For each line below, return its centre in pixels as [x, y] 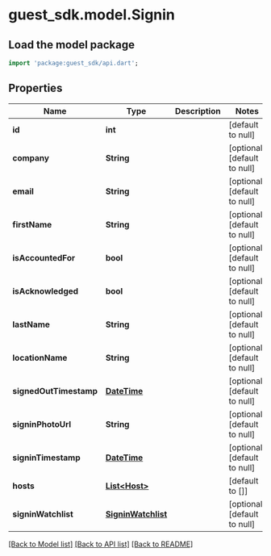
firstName [32, 224]
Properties [35, 88]
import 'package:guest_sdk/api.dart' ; [73, 63]
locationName [40, 357]
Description [198, 111]
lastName [31, 324]
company [31, 157]
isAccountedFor [44, 257]
